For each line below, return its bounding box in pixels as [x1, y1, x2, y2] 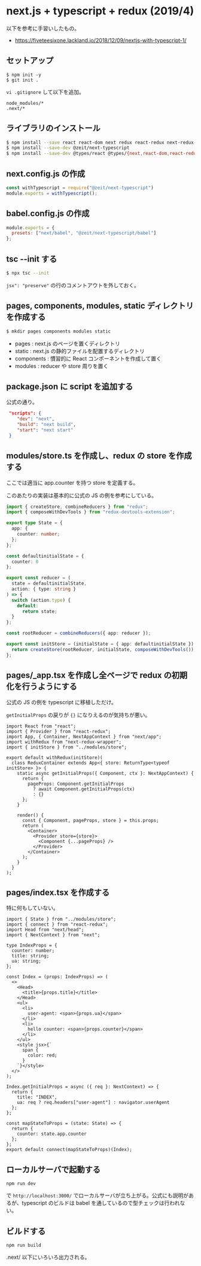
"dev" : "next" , [17, 416, 55, 422]
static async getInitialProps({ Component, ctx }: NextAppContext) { [17, 770, 194, 776]
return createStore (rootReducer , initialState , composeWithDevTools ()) [11, 646, 194, 653]
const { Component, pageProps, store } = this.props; [22, 817, 160, 823]
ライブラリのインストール [6, 123, 100, 133]
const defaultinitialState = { [6, 553, 84, 559]
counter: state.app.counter [17, 1131, 87, 1137]
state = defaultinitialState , [11, 580, 87, 587]
